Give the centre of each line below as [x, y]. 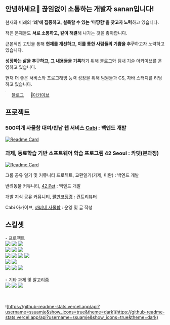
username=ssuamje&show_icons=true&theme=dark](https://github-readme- [85, 312]
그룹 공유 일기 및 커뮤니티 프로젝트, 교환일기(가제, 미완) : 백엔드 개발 [72, 175]
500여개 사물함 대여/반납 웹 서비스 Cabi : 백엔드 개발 [66, 128]
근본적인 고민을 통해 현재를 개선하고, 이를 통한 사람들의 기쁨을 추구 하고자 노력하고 [85, 43]
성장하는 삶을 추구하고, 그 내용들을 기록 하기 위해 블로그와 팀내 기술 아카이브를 [81, 61]
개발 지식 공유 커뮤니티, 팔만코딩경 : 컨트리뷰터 [51, 197]
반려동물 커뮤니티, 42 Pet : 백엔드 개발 [43, 185]
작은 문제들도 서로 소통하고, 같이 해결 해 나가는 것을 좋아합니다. [66, 33]
